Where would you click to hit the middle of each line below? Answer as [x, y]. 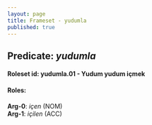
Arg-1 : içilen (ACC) [35, 114]
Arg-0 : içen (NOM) [35, 106]
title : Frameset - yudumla [47, 21]
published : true [31, 27]
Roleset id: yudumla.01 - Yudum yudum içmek [76, 74]
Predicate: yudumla [52, 56]
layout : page [27, 14]
